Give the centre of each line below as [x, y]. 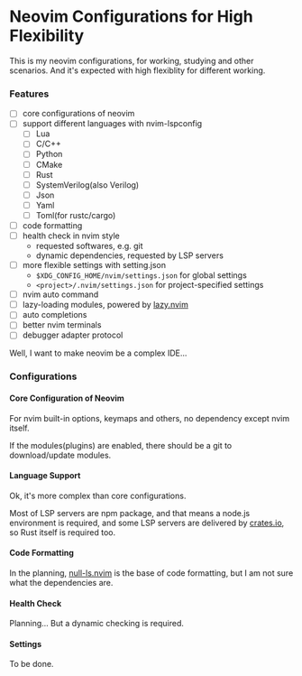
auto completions [55, 315]
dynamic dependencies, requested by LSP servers [129, 255]
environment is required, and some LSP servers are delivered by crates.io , [147, 523]
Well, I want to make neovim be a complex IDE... [98, 353]
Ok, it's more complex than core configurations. [98, 495]
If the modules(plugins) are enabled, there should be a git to [121, 445]
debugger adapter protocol [73, 335]
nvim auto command [60, 294]
